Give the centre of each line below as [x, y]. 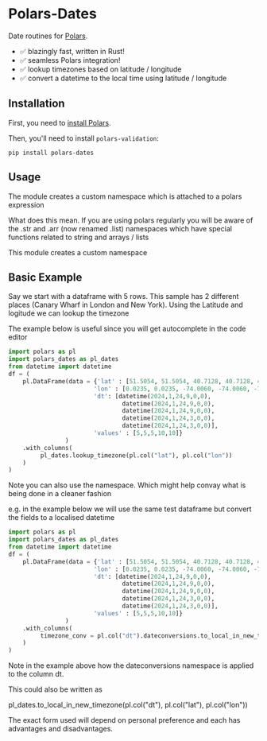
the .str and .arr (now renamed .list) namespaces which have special [120, 228]
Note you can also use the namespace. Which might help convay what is [127, 485]
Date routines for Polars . [48, 36]
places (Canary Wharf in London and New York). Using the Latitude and [126, 305]
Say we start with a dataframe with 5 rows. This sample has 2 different [124, 297]
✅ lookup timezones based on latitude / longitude [101, 69]
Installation [37, 104]
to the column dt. [36, 674]
